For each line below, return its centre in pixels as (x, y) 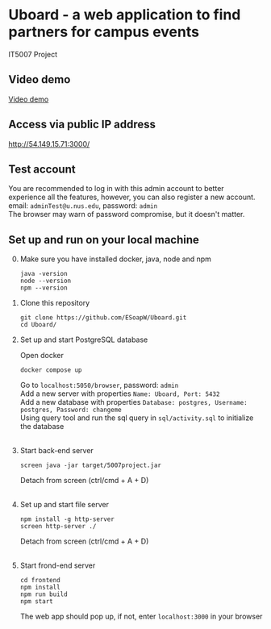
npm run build (44, 594)
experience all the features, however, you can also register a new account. (132, 197)
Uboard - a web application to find (125, 15)
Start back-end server (57, 451)
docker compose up (51, 370)
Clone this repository (55, 303)
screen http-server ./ (58, 527)
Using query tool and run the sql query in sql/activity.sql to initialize (137, 418)
